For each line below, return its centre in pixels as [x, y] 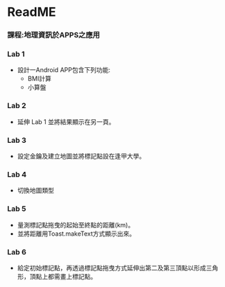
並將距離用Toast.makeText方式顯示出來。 [76, 234]
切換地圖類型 [35, 191]
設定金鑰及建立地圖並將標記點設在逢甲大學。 [81, 156]
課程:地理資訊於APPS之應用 [54, 35]
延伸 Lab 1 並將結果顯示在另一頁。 [66, 121]
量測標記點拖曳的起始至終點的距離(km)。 [75, 225]
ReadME [32, 12]
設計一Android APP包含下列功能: [64, 70]
